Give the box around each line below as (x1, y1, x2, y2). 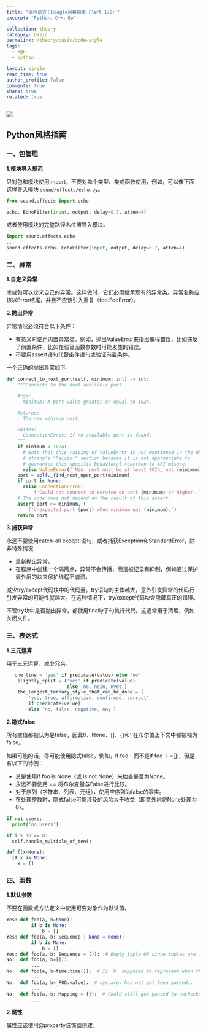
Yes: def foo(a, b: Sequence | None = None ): (6, 934, 124, 940)
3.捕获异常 (6, 524, 34, 531)
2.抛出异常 (6, 310, 34, 317)
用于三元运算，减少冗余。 (6, 660, 71, 667)
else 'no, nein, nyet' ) (66, 683, 128, 690)
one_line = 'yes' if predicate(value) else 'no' (14, 672, 141, 678)
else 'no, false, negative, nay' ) (28, 706, 116, 713)
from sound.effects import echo (6, 198, 89, 204)
